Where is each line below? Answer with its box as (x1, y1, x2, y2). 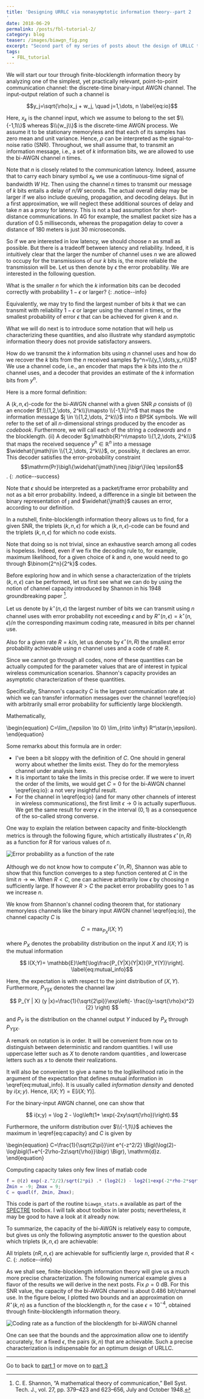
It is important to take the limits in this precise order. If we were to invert (15, 774, 195, 781)
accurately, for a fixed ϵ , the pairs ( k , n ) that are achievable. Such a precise (6, 1338, 193, 1345)
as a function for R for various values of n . (6, 838, 112, 845)
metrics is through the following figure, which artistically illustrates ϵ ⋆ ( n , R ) (6, 831, 192, 839)
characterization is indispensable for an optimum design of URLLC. (6, 1345, 174, 1352)
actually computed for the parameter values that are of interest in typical (6, 663, 188, 671)
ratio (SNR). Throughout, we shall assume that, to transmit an (21, 141, 174, 149)
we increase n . (6, 889, 43, 896)
